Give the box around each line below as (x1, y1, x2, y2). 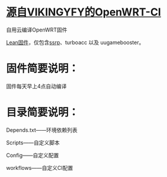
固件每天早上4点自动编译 (6, 83, 67, 90)
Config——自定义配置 (6, 151, 59, 159)
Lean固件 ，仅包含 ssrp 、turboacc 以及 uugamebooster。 (6, 39, 144, 46)
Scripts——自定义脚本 (6, 139, 60, 146)
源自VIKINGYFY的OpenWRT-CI (6, 5, 161, 19)
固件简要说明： (6, 62, 79, 75)
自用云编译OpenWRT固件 (6, 26, 68, 33)
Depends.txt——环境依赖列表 (6, 126, 78, 134)
